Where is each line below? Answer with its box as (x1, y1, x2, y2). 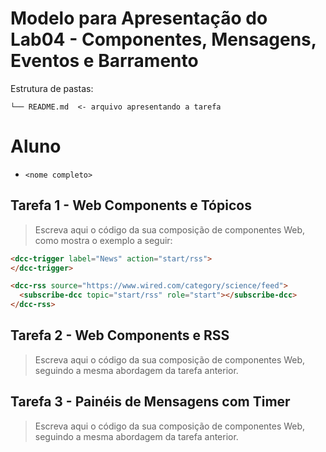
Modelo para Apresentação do (10, 7, 268, 30)
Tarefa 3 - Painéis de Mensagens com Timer (10, 393, 291, 411)
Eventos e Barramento (10, 50, 199, 72)
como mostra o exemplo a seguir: (34, 234, 173, 246)
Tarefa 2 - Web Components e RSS (10, 327, 230, 344)
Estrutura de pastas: (10, 82, 94, 94)
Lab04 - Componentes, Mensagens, (10, 28, 317, 51)
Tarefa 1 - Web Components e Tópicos (10, 197, 252, 214)
